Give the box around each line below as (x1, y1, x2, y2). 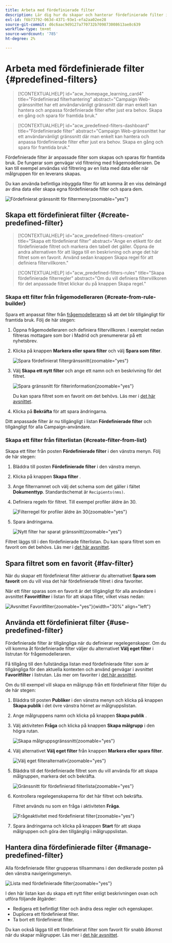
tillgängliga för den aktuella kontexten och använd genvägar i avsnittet (5, 666, 154, 672)
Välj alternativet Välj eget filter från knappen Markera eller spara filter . (12, 747, 163, 754)
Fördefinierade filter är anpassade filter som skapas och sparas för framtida (5, 154, 165, 160)
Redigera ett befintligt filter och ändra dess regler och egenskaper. (12, 906, 154, 912)
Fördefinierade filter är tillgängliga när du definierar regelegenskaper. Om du (5, 640, 166, 646)
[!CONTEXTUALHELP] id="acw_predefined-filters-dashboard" (17, 122, 149, 128)
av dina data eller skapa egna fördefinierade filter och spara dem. (5, 186, 143, 192)
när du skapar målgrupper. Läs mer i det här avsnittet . (5, 932, 119, 938)
